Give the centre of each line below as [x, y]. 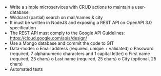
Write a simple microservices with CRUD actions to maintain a [72, 7]
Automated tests [26, 69]
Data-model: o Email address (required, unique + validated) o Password [81, 48]
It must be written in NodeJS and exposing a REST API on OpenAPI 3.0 [81, 22]
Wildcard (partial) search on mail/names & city [56, 17]
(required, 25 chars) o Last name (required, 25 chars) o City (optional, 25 [83, 59]
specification [23, 28]
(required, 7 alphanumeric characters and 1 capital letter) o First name [80, 54]
